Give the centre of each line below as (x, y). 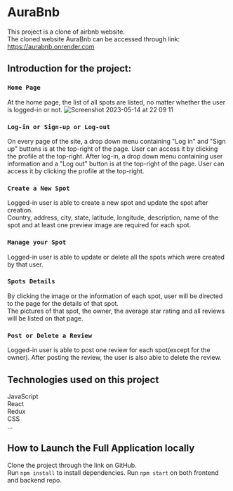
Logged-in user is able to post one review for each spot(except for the (109, 350)
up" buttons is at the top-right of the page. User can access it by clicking (113, 149)
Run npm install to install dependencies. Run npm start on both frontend (113, 472)
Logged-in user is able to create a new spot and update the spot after (108, 203)
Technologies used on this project (83, 379)
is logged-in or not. (35, 109)
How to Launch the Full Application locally (101, 449)
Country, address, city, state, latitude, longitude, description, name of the (113, 217)
